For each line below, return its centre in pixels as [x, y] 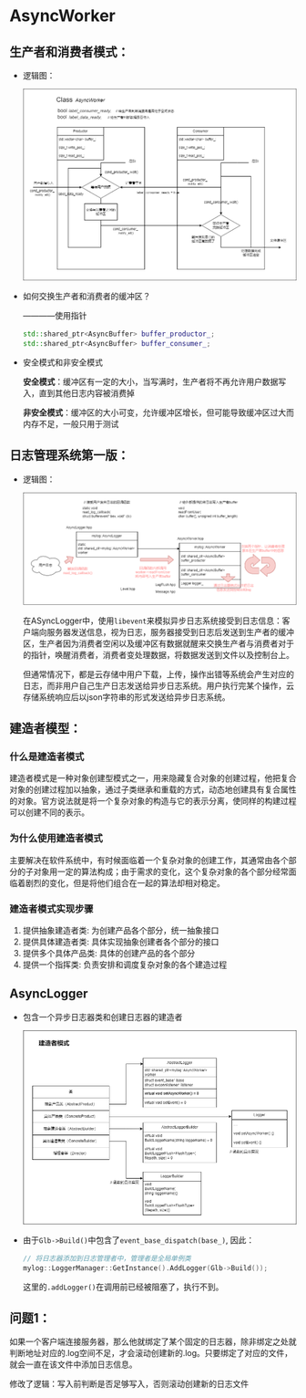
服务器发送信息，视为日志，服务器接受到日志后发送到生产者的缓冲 [170, 631]
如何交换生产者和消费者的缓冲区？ [87, 297]
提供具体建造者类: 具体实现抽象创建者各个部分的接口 [121, 942]
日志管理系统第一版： [69, 456]
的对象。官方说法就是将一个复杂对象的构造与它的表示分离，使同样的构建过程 [153, 801]
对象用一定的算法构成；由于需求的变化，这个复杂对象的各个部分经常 [161, 871]
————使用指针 [55, 316]
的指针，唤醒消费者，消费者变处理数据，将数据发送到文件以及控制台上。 [158, 654]
